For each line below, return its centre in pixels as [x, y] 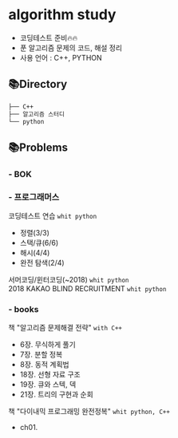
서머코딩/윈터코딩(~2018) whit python [69, 279]
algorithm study [62, 15]
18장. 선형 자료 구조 [50, 375]
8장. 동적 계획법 [44, 365]
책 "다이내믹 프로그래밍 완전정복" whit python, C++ [89, 412]
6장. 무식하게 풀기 [47, 345]
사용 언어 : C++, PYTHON [61, 57]
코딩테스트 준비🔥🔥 [49, 37]
